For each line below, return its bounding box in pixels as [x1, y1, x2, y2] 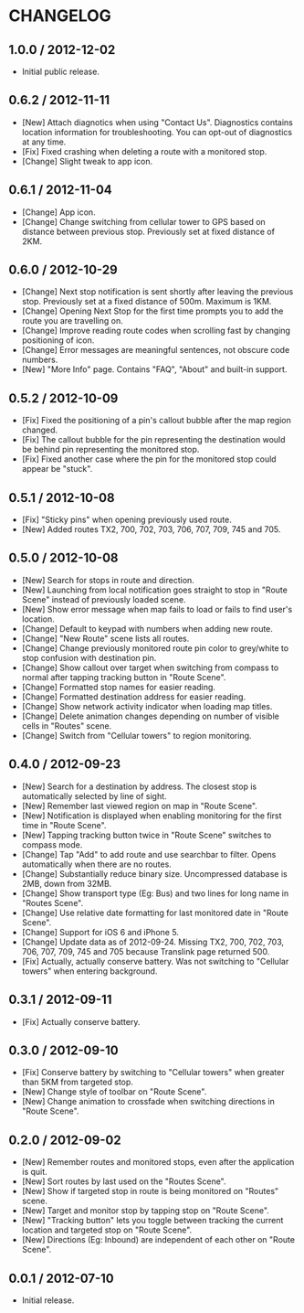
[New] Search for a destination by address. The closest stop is [21, 781, 257, 792]
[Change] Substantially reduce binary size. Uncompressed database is [21, 868, 288, 879]
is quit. [21, 1167, 47, 1178]
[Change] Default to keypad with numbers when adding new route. [21, 623, 273, 634]
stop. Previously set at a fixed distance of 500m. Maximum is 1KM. [21, 296, 272, 307]
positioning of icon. [21, 335, 95, 346]
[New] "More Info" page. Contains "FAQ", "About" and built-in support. [21, 364, 288, 375]
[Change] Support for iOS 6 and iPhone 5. [21, 926, 180, 937]
